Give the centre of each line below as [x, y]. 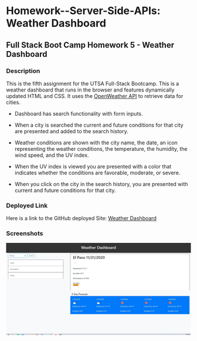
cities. [13, 102]
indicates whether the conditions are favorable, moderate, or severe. [97, 173]
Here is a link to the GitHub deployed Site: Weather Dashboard [81, 218]
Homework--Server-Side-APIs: [83, 11]
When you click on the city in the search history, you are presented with [101, 184]
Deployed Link [27, 205]
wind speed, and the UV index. [52, 155]
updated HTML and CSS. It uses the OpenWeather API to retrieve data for [95, 96]
